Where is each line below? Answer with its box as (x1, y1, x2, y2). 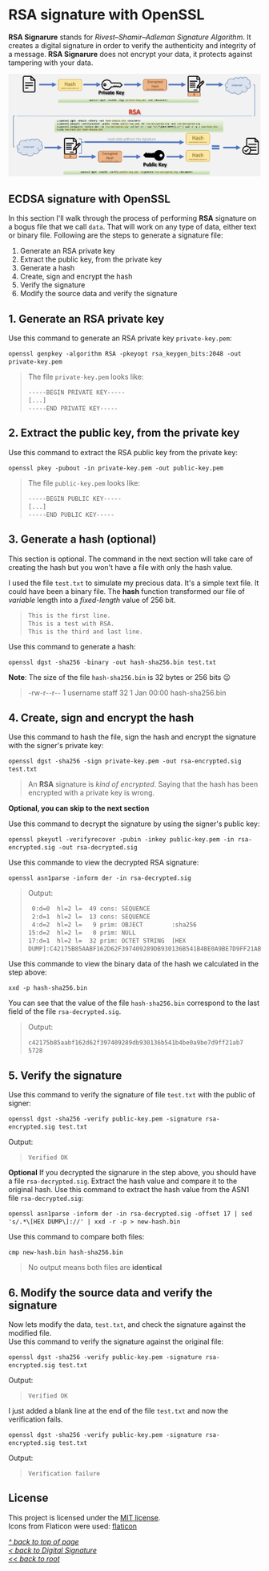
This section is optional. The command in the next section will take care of (8, 554, 254, 564)
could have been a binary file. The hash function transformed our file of (8, 586, 246, 596)
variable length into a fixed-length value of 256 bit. (8, 595, 176, 604)
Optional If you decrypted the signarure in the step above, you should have (8, 1168, 257, 1178)
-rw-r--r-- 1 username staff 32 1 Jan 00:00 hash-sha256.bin (27, 688, 227, 698)
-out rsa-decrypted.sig (58, 844, 138, 852)
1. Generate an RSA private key (8, 311, 165, 326)
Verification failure (27, 1470, 100, 1478)
